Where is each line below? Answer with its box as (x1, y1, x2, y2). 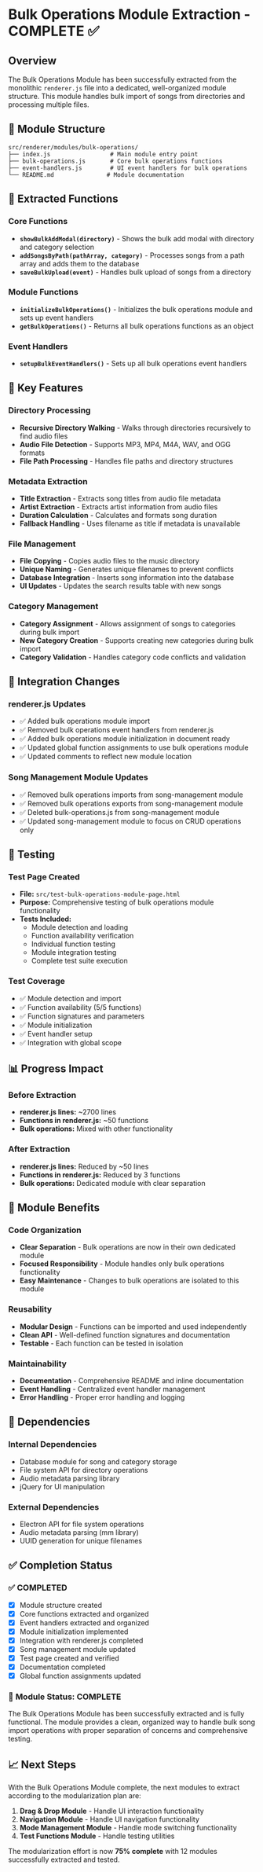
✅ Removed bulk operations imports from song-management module (19, 790, 243, 799)
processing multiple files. (8, 100, 89, 109)
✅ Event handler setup (19, 1029, 93, 1038)
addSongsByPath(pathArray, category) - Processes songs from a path (19, 250, 245, 260)
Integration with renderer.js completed (19, 1635, 144, 1645)
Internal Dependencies (8, 1439, 97, 1450)
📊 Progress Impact (8, 1063, 104, 1076)
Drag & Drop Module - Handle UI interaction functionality (19, 1806, 204, 1816)
